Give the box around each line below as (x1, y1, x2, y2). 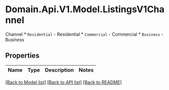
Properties (5, 51, 40, 60)
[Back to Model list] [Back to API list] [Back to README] (5, 79, 122, 85)
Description (45, 66, 74, 73)
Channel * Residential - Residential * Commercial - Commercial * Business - (5, 31, 164, 37)
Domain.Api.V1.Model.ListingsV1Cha (5, 4, 164, 15)
